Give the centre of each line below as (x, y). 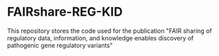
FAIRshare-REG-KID (65, 12)
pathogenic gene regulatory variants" (60, 45)
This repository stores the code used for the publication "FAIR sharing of (109, 31)
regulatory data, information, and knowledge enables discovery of (101, 38)
